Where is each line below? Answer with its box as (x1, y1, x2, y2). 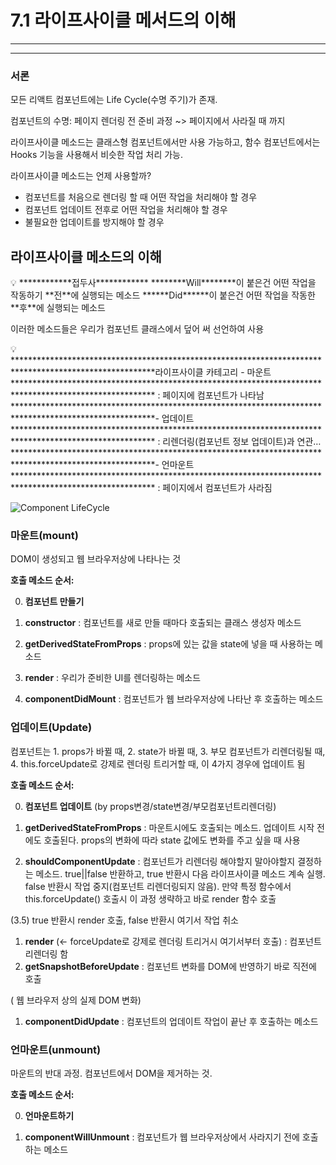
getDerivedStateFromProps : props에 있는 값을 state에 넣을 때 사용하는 (24, 638, 313, 650)
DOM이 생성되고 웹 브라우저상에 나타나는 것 (10, 553, 182, 565)
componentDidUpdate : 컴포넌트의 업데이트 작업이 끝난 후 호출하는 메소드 (24, 1015, 319, 1027)
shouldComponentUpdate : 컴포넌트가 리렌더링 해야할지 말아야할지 (24, 855, 296, 867)
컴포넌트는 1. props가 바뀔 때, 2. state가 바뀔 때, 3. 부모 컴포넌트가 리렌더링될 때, (10, 745, 326, 757)
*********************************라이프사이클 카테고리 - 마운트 (10, 366, 272, 378)
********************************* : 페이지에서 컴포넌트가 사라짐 (10, 482, 273, 494)
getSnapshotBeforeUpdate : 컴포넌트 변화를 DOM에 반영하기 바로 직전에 (24, 960, 317, 972)
